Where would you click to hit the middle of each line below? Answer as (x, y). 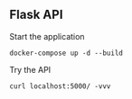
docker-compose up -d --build (66, 53)
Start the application (47, 36)
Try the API (30, 69)
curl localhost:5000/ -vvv (60, 86)
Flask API (36, 15)
